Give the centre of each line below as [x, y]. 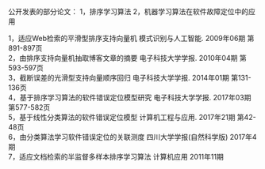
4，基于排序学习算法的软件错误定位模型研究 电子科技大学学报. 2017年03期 [130, 98]
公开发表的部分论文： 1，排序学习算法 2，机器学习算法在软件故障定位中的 [129, 11]
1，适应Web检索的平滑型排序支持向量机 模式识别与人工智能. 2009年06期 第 [131, 38]
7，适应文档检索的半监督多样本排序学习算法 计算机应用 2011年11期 [116, 157]
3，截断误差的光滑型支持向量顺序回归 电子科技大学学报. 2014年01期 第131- [130, 78]
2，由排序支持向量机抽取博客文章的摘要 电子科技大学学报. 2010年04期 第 [128, 58]
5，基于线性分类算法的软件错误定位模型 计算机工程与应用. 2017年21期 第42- [132, 117]
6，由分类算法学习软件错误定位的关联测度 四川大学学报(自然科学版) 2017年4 [132, 137]
